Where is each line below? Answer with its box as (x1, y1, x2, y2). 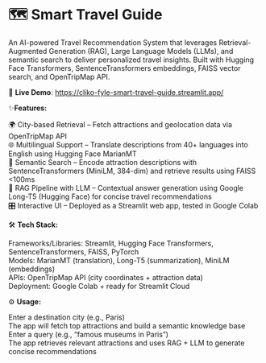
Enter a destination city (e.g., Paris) (8, 312, 125, 322)
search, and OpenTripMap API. (8, 72, 110, 81)
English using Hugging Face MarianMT (8, 149, 137, 159)
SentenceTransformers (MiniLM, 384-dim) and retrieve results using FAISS (8, 166, 256, 175)
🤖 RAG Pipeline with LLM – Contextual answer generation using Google (8, 183, 244, 192)
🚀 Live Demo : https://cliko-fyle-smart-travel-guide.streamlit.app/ (8, 87, 224, 97)
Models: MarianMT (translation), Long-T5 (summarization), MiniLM (8, 255, 230, 265)
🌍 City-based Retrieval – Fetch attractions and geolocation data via (8, 119, 232, 129)
